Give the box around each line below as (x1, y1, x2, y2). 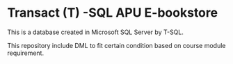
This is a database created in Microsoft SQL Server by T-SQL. (7, 28, 184, 36)
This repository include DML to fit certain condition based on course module (7, 41, 226, 49)
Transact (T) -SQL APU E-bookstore (7, 5, 218, 21)
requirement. (7, 49, 44, 57)
